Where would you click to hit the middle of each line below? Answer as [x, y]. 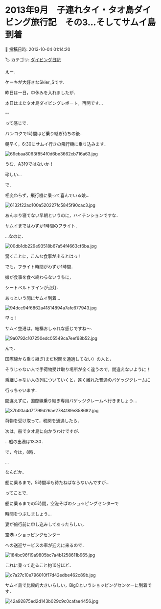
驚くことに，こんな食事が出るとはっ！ [44, 256]
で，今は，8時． [22, 452]
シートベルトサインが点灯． [33, 287]
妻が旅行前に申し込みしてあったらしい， [46, 524]
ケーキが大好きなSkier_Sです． [36, 82]
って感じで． [18, 123]
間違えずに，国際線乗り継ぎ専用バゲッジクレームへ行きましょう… [71, 400]
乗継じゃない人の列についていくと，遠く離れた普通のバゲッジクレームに [78, 380]
